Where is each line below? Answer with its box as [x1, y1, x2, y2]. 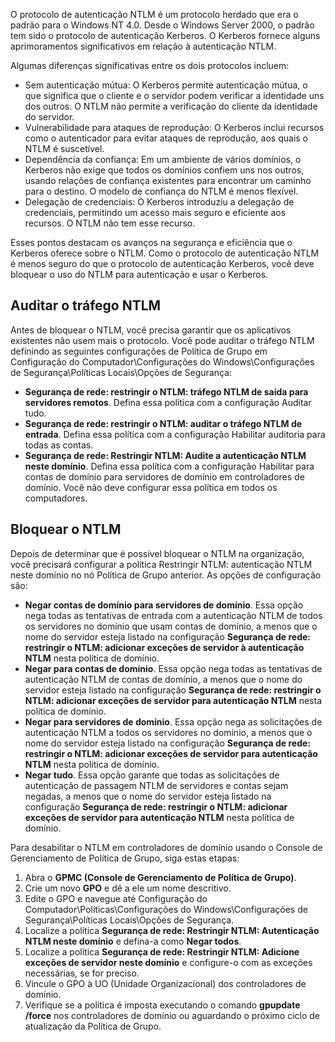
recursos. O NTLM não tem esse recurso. [24, 217, 196, 229]
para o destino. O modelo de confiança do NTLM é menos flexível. [24, 185, 299, 197]
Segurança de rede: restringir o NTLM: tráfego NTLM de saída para [24, 385, 309, 398]
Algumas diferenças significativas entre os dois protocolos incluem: [10, 60, 290, 71]
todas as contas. [24, 439, 94, 451]
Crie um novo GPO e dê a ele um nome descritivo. [24, 882, 232, 894]
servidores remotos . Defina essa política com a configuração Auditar [24, 396, 312, 408]
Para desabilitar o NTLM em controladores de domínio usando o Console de [10, 841, 323, 853]
